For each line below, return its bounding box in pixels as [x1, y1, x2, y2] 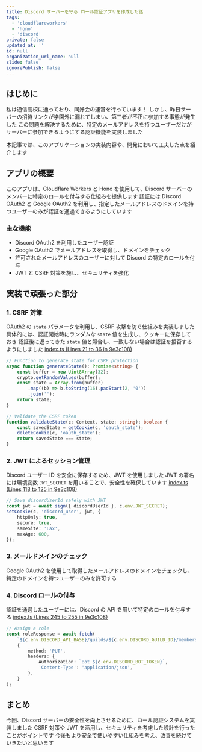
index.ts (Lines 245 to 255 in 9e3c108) [13, 613, 108, 621]
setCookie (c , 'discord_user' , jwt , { [6, 509, 101, 515]
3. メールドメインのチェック [6, 552, 88, 560]
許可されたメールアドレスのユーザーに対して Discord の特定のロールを [14, 254, 190, 262]
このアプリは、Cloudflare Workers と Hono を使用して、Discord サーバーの [6, 185, 192, 192]
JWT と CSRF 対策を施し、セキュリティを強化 [14, 269, 129, 277]
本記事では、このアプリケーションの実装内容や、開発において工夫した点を [6, 141, 191, 148]
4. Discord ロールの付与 [6, 591, 76, 600]
